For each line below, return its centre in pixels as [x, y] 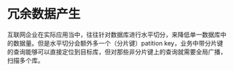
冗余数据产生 [44, 14]
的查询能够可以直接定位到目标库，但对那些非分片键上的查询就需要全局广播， [117, 52]
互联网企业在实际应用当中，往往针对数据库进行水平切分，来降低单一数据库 [114, 34]
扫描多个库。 [25, 60]
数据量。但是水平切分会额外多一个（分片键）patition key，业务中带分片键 [118, 43]
